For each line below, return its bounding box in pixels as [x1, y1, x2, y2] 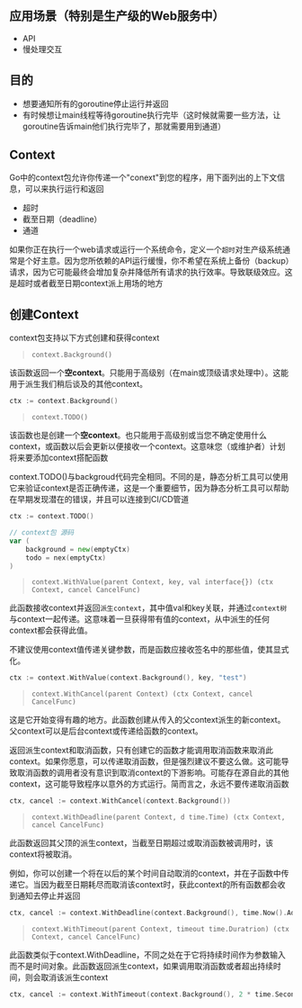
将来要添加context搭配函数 [9, 453, 109, 463]
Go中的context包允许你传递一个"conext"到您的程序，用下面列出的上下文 [9, 172, 278, 183]
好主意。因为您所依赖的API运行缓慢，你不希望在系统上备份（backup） [32, 256, 290, 266]
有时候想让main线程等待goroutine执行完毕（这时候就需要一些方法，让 [22, 109, 281, 120]
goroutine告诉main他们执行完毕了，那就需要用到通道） [22, 121, 226, 131]
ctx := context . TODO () [9, 512, 94, 521]
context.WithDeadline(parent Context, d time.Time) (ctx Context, [31, 813, 286, 822]
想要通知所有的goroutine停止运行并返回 [22, 98, 169, 109]
